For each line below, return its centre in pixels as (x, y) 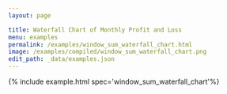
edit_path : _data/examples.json (61, 59)
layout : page (30, 15)
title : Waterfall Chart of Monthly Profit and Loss (95, 30)
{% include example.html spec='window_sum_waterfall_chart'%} (114, 81)
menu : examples (33, 37)
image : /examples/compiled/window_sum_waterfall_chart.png (108, 52)
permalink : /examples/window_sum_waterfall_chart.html (100, 44)
